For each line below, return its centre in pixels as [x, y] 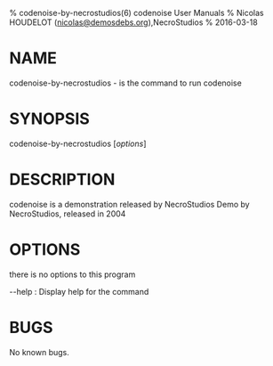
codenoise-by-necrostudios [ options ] [78, 143]
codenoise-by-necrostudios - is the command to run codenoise [125, 83]
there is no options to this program [72, 274]
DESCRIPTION [62, 179]
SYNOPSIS [50, 119]
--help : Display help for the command [79, 291]
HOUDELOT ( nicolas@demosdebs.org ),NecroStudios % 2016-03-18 [133, 22]
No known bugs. [39, 352]
